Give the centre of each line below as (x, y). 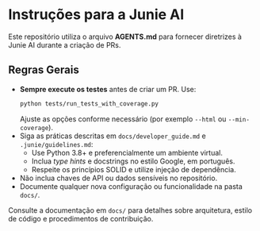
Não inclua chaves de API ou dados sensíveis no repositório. (119, 178)
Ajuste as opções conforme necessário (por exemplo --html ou (123, 119)
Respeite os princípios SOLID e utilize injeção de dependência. (134, 169)
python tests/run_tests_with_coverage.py (89, 104)
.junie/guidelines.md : (56, 144)
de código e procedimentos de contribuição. (81, 218)
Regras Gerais (44, 70)
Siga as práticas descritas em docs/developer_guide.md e (113, 136)
